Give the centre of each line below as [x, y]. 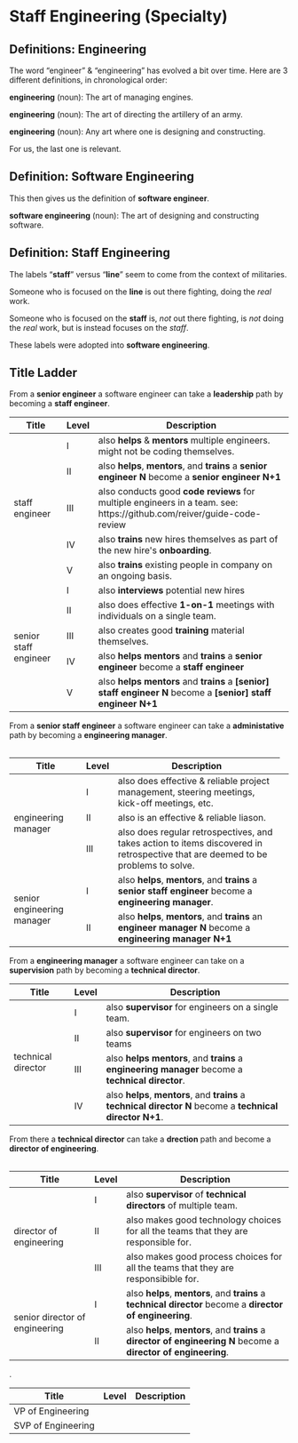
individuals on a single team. [157, 616]
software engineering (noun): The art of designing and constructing [134, 215]
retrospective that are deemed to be [193, 854]
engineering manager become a [175, 1070]
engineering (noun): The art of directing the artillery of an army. [126, 114]
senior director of [50, 1318]
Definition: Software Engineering [102, 176]
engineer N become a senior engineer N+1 [189, 477]
